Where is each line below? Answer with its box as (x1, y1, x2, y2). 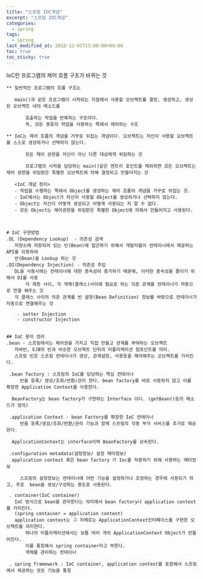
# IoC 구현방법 (6, 229, 39, 236)
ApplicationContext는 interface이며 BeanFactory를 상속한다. (12, 439, 159, 445)
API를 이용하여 (6, 248, 38, 255)
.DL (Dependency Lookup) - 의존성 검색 (6, 236, 104, 242)
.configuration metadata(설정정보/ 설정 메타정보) (8, 450, 127, 456)
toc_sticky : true (6, 54, 50, 60)
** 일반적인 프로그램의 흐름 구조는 (6, 84, 81, 91)
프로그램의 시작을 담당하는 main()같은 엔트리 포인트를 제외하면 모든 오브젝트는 (25, 163, 196, 169)
